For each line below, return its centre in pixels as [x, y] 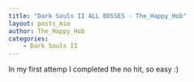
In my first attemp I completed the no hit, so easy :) [93, 69]
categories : [28, 39]
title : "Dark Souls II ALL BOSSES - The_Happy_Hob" [97, 16]
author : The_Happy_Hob [47, 31]
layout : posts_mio [39, 24]
